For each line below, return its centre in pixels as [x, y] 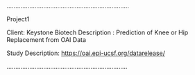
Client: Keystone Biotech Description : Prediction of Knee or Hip [97, 32]
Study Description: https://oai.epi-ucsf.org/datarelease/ [86, 53]
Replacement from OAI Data [46, 40]
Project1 [18, 19]
